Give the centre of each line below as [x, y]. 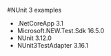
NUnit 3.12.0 [34, 38]
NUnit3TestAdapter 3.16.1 [52, 45]
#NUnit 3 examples [34, 10]
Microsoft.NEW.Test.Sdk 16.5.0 [61, 31]
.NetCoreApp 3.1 [40, 23]
